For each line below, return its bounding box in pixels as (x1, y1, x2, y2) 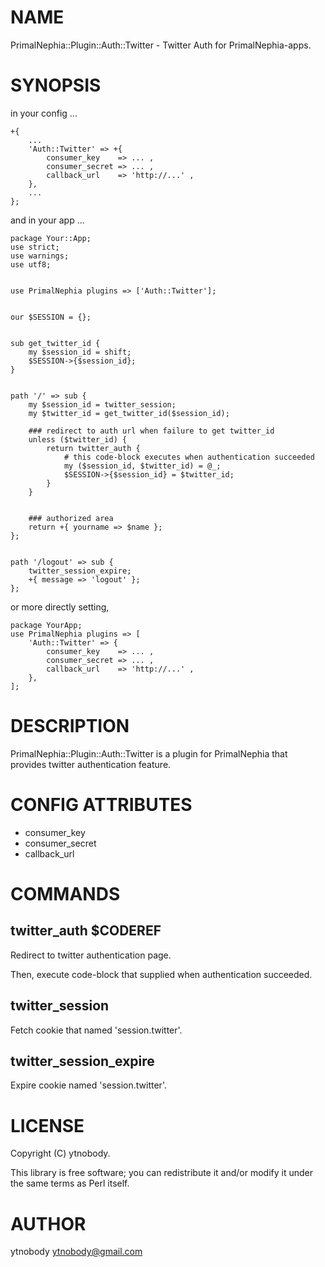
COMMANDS (10, 882, 121, 905)
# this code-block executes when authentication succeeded (63, 452, 315, 462)
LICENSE (10, 1114, 85, 1137)
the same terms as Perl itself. (10, 1177, 130, 1190)
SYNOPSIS (10, 74, 102, 97)
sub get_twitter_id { (10, 338, 101, 348)
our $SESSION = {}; (10, 312, 92, 322)
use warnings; (10, 251, 70, 261)
